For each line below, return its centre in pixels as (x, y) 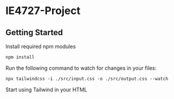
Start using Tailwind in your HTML (46, 90)
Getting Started (34, 33)
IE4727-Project (43, 11)
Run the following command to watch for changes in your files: (81, 68)
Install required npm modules (41, 46)
